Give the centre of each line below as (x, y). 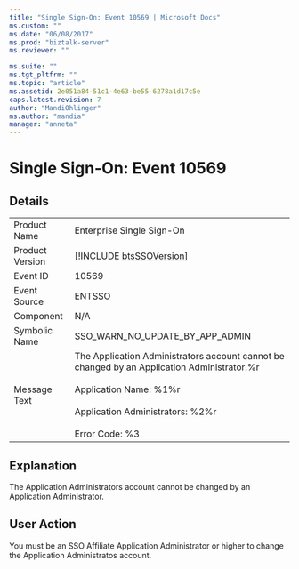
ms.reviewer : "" (39, 51)
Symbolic (33, 331)
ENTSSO (93, 296)
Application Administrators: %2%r (145, 412)
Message (33, 389)
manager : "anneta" (43, 124)
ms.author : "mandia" (48, 116)
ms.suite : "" (33, 67)
